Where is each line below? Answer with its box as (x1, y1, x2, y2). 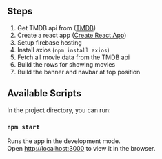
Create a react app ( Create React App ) (17, 31, 127, 39)
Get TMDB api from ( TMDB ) (17, 23, 97, 32)
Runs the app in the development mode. (7, 137, 121, 145)
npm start (7, 123, 40, 131)
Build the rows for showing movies (17, 60, 116, 68)
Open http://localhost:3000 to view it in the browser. (7, 144, 156, 152)
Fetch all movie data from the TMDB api (17, 53, 130, 61)
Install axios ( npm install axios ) (17, 45, 110, 54)
